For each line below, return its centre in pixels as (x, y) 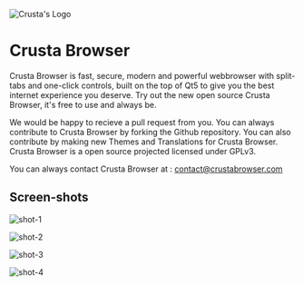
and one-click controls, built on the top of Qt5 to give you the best (151, 85)
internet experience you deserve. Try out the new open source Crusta (140, 94)
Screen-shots (49, 197)
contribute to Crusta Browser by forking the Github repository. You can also (151, 132)
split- (286, 75)
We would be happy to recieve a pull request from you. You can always (142, 122)
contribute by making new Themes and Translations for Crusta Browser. (144, 142)
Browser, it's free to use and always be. (83, 104)
